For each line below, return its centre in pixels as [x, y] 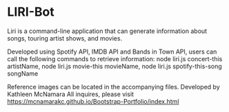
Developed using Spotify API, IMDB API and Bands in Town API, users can [112, 52]
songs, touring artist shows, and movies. [65, 38]
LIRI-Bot [31, 12]
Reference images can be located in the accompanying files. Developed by [114, 87]
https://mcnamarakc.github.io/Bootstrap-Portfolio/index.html [93, 101]
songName [23, 74]
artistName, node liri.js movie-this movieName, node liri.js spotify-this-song [114, 66]
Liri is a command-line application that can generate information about [107, 31]
